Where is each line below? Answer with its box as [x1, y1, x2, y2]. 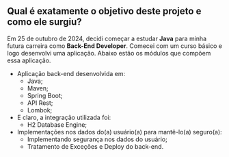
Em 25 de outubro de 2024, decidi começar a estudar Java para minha [7, 34, 207, 43]
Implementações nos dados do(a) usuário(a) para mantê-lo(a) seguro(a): [16, 128, 222, 136]
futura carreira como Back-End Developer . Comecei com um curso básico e [7, 41, 223, 50]
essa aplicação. [7, 56, 51, 64]
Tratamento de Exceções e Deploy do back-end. [27, 142, 164, 150]
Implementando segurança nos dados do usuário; [27, 135, 167, 143]
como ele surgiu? [7, 16, 82, 28]
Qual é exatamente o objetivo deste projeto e [7, 5, 202, 17]
